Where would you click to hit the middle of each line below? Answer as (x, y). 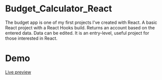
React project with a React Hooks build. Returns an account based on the (80, 27)
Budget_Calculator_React (59, 9)
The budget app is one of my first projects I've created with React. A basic (81, 22)
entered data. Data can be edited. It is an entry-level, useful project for (77, 33)
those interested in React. (31, 38)
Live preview (18, 72)
